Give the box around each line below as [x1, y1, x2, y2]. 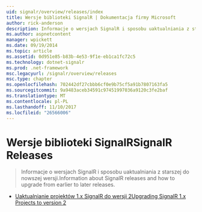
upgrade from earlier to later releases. [20, 181, 115, 189]
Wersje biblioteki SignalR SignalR [6, 136, 173, 149]
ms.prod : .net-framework [6, 64, 69, 71]
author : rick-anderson [6, 20, 63, 26]
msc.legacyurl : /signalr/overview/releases [6, 70, 117, 76]
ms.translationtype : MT [6, 93, 66, 99]
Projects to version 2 [14, 199, 67, 207]
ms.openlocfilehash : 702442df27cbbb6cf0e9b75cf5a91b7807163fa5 [6, 82, 168, 88]
